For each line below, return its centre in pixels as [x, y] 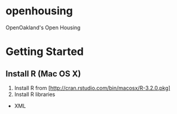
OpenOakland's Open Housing [43, 27]
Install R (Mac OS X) [43, 74]
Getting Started [45, 52]
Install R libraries [35, 94]
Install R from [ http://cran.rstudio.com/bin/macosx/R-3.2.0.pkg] [92, 88]
